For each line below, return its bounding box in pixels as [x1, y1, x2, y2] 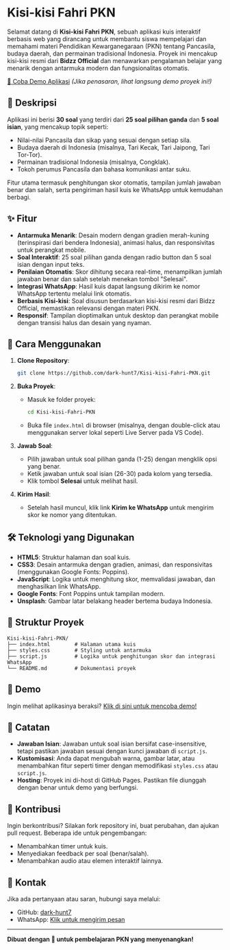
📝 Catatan [7, 722, 50, 733]
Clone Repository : [16, 357, 70, 365]
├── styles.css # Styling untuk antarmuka [7, 647, 152, 654]
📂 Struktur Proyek [7, 617, 84, 628]
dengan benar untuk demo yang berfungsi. [16, 783, 138, 792]
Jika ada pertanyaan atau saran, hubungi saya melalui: [7, 895, 161, 903]
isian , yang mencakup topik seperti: [7, 122, 109, 131]
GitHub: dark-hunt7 [16, 908, 72, 916]
